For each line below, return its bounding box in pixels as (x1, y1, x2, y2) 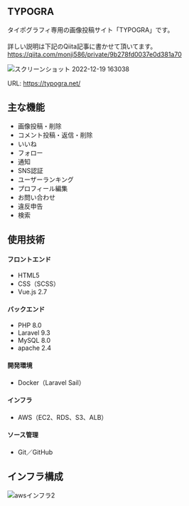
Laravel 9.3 (17, 329, 51, 337)
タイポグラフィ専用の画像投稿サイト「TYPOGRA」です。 (7, 25, 174, 34)
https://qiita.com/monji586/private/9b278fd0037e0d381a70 (7, 50, 183, 58)
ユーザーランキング (17, 175, 75, 184)
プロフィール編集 (17, 184, 68, 192)
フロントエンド (7, 254, 51, 263)
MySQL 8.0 (17, 336, 51, 345)
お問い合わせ (17, 192, 55, 202)
